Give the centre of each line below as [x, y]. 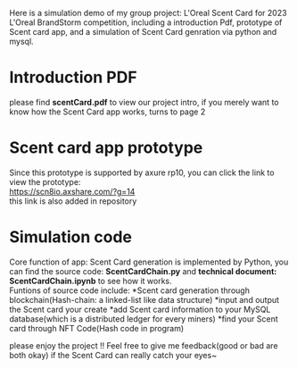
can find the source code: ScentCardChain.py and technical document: [143, 271]
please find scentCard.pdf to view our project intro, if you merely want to [144, 102]
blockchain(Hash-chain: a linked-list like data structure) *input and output [144, 299]
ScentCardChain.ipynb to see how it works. [91, 281]
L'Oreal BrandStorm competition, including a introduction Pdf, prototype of [146, 22]
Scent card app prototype [106, 148]
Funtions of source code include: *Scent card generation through [129, 290]
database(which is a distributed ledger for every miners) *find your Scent [144, 319]
